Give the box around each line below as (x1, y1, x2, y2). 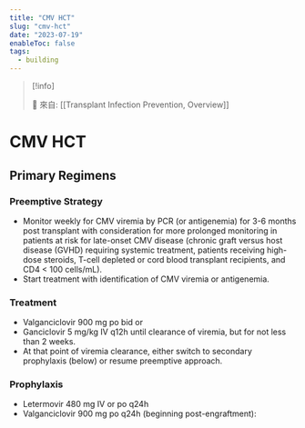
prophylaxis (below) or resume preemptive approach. (22, 355, 223, 366)
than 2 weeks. (22, 336, 76, 347)
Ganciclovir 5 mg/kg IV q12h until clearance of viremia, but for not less (22, 326, 287, 337)
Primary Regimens (9, 167, 117, 183)
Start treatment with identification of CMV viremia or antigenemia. (22, 274, 270, 284)
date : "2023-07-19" (9, 30, 84, 39)
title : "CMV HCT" (9, 13, 76, 23)
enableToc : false (9, 38, 76, 48)
